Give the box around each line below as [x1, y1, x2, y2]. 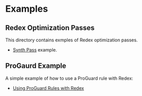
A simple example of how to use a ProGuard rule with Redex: [5, 75, 133, 81]
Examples [5, 3, 48, 15]
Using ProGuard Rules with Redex [12, 85, 85, 91]
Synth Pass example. [12, 47, 57, 53]
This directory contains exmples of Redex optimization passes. [5, 37, 138, 43]
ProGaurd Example [5, 62, 67, 70]
